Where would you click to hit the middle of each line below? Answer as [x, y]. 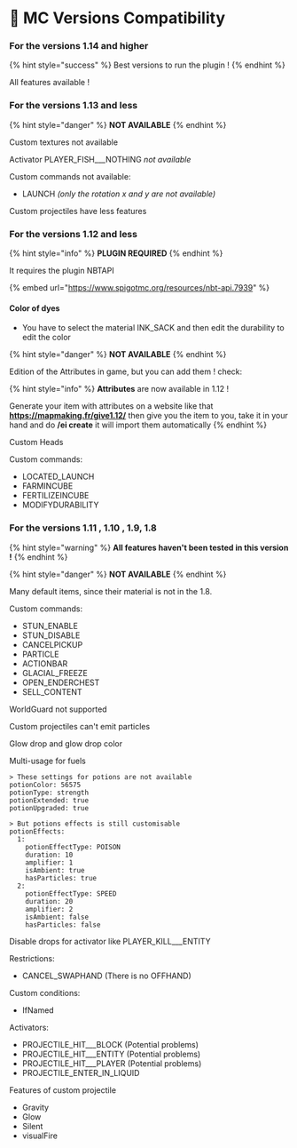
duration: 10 [49, 855]
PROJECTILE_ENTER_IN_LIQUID [81, 1072]
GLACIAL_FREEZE [55, 673]
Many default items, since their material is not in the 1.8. [111, 591]
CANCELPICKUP [52, 644]
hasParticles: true [61, 878]
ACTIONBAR [45, 663]
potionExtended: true [49, 800]
